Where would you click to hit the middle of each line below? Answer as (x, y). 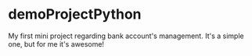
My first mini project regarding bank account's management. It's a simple (126, 36)
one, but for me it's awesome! (56, 44)
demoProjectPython (75, 14)
